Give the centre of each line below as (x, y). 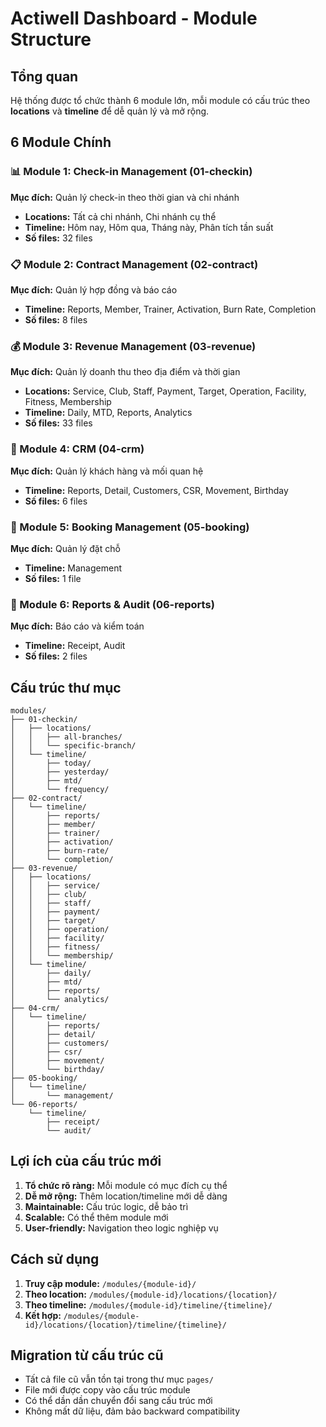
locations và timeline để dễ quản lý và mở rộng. (110, 111)
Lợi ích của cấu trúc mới (86, 1161)
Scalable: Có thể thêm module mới (96, 1217)
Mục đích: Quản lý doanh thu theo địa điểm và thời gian (125, 372)
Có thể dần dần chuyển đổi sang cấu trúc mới (118, 1401)
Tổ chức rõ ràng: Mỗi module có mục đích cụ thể (126, 1185)
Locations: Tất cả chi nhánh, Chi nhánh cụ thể (120, 216)
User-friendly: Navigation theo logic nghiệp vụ (121, 1228)
